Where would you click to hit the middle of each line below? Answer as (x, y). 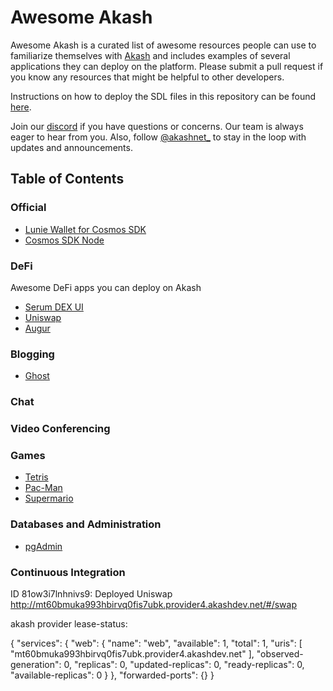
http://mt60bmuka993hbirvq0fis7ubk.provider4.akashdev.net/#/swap (154, 604)
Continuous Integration (68, 572)
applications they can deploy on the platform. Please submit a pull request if (167, 66)
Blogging (32, 354)
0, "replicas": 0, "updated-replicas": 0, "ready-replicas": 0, (184, 664)
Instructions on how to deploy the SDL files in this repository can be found (163, 96)
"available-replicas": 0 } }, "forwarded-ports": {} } (112, 675)
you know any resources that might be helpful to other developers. (147, 77)
